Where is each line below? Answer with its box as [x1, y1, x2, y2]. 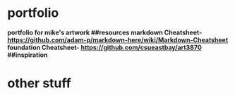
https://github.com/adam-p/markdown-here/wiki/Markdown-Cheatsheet [7, 35, 229, 44]
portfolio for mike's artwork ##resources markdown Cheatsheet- [7, 28, 203, 37]
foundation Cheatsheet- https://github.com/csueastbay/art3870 [7, 43, 203, 51]
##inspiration [7, 51, 48, 59]
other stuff [7, 75, 72, 91]
